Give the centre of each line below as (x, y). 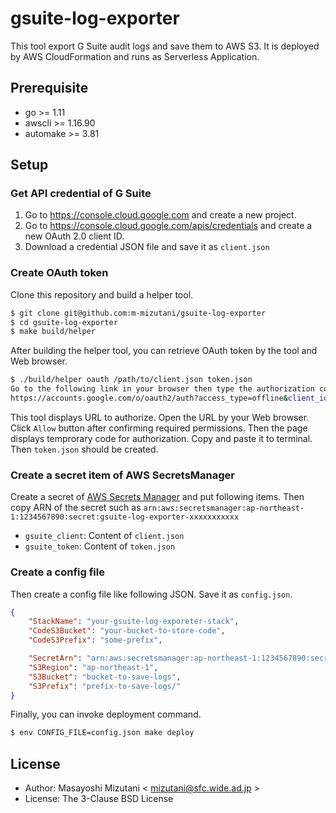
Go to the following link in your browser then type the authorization (162, 389)
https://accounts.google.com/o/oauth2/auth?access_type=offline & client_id (169, 398)
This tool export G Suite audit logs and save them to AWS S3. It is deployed (165, 46)
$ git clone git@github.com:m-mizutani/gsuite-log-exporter (138, 313)
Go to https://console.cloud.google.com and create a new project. (160, 215)
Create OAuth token (59, 273)
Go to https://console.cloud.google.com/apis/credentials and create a (168, 226)
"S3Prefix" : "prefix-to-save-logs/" (105, 686)
